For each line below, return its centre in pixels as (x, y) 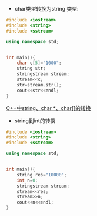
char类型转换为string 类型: (46, 9)
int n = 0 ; (27, 180)
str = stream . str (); (39, 85)
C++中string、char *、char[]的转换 (48, 108)
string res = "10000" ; (42, 175)
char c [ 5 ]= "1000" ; (39, 63)
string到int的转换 (35, 121)
